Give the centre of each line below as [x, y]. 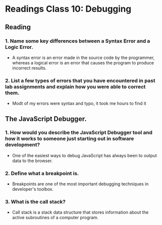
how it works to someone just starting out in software [70, 139]
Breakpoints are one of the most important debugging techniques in [80, 184]
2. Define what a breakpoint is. [42, 173]
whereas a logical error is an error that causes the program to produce [83, 62]
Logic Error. [19, 47]
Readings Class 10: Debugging [68, 9]
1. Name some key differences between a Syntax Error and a [78, 41]
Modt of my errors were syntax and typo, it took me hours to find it [79, 103]
